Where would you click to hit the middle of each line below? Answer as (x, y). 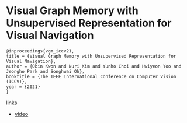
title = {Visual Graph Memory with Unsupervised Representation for (91, 56)
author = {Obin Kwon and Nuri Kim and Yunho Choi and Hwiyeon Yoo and (94, 66)
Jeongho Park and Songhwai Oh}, (45, 71)
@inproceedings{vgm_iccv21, (40, 51)
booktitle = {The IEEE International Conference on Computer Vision (91, 76)
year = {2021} (23, 87)
